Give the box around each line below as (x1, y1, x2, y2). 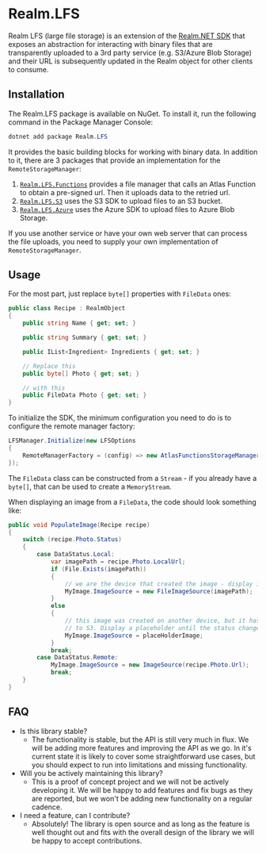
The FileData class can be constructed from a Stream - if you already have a (8, 473, 257, 482)
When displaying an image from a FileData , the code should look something (8, 497, 256, 506)
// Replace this (22, 362, 77, 370)
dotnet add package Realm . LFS (8, 133, 108, 140)
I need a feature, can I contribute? (19, 810, 131, 820)
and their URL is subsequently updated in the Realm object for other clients (8, 56, 253, 66)
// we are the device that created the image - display (64, 580, 253, 588)
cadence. (31, 802, 63, 812)
